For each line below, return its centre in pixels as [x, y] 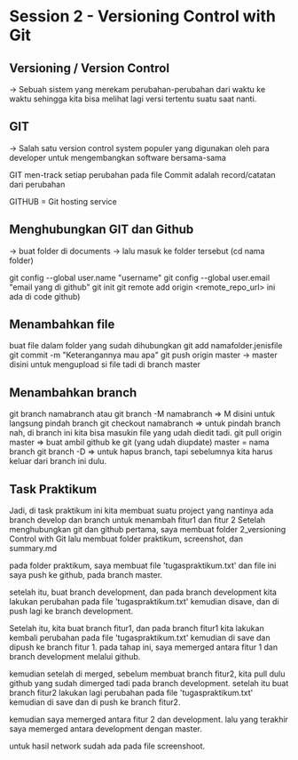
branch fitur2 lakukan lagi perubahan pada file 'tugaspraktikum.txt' [131, 693]
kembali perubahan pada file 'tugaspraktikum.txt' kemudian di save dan [140, 638]
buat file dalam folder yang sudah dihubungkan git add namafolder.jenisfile [146, 346]
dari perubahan [37, 184]
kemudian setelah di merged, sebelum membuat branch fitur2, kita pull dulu [147, 674]
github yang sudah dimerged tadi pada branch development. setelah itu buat [149, 684]
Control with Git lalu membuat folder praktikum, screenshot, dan [126, 539]
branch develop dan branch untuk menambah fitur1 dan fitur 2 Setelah [137, 520]
